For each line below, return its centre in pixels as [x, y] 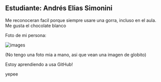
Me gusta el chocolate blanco [36, 25]
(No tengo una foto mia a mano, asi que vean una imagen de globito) [76, 54]
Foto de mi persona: [26, 35]
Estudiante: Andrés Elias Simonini [59, 8]
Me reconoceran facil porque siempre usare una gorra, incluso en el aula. [81, 20]
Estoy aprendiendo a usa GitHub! [39, 64]
